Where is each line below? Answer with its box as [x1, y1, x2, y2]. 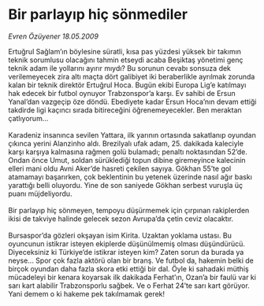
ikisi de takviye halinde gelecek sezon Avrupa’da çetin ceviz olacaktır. [8, 214, 234, 223]
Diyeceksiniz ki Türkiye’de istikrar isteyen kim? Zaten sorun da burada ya [8, 247, 244, 256]
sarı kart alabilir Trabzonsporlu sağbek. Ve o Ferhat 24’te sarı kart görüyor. [8, 281, 250, 290]
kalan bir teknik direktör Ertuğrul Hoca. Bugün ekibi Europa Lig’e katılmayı [8, 80, 247, 90]
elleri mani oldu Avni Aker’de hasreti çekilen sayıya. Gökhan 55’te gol [8, 164, 232, 173]
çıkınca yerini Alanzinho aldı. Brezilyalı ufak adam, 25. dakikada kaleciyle [8, 138, 244, 148]
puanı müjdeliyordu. [8, 189, 73, 198]
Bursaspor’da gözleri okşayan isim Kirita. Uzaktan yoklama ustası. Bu [8, 230, 232, 240]
